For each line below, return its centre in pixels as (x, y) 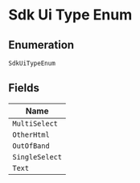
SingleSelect (37, 157)
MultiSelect (35, 123)
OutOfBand (31, 146)
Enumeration (41, 45)
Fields (24, 88)
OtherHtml (31, 134)
